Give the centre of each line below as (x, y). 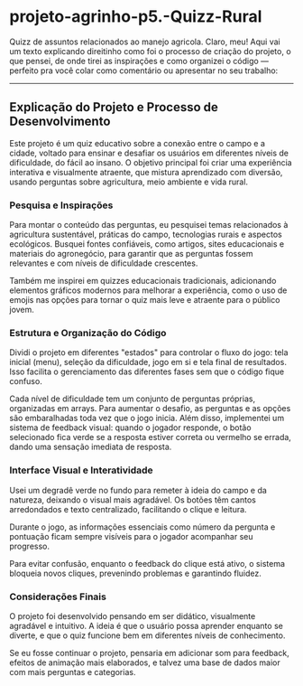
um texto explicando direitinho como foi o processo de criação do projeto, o (150, 51)
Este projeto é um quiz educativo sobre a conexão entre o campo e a (138, 143)
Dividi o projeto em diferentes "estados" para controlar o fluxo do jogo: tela (149, 352)
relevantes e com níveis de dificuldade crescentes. (104, 263)
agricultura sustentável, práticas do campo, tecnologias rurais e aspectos (146, 235)
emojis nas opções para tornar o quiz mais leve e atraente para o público (145, 300)
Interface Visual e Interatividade (81, 470)
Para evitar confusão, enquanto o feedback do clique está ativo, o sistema (147, 563)
